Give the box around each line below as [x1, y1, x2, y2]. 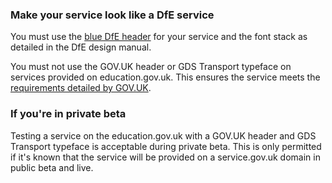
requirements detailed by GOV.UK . [10, 82, 152, 94]
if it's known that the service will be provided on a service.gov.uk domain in [10, 151, 321, 163]
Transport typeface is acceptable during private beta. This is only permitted [10, 140, 322, 152]
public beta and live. [10, 161, 94, 173]
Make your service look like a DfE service [10, 8, 215, 22]
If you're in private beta [10, 107, 127, 121]
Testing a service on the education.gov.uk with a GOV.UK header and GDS [10, 129, 317, 142]
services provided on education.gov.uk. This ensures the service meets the [10, 71, 321, 83]
